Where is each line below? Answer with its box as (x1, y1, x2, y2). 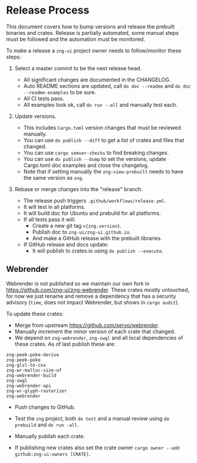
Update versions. (14, 113, 57, 120)
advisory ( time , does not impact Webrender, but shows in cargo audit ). (6, 298, 179, 306)
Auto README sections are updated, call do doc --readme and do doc (23, 82, 192, 89)
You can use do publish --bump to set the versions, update (23, 155, 166, 162)
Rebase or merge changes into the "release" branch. (14, 185, 143, 192)
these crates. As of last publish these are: (14, 340, 116, 347)
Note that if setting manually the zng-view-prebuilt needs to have (23, 168, 184, 175)
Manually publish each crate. (14, 432, 86, 439)
